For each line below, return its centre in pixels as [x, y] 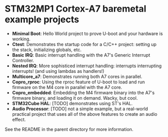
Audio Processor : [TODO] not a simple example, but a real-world [80, 109]
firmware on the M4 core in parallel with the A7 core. [67, 87]
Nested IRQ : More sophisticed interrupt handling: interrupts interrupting [87, 66]
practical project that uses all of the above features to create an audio [85, 114]
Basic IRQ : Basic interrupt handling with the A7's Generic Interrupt [81, 55]
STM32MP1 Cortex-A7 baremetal [76, 9]
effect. [19, 119]
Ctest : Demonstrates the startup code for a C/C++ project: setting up [84, 44]
